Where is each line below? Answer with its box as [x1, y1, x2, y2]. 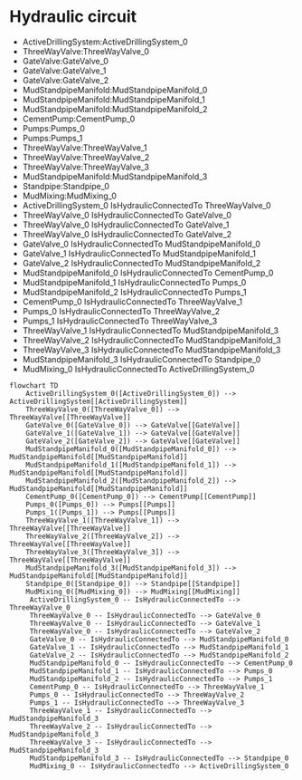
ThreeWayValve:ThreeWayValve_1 [22, 142, 147, 153]
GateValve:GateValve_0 [22, 55, 109, 66]
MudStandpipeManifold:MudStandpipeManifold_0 [22, 84, 208, 95]
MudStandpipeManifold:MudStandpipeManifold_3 [22, 170, 208, 182]
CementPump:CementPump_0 [22, 113, 136, 124]
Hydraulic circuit [9, 6, 137, 27]
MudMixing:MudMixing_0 [22, 190, 118, 201]
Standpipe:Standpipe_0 [22, 180, 110, 191]
